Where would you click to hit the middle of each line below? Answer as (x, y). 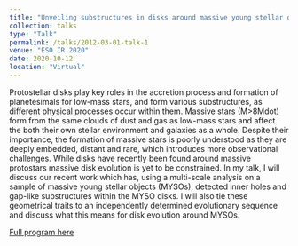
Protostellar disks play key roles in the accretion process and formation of (144, 92)
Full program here (42, 232)
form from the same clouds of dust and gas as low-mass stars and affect (142, 120)
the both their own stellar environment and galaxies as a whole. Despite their (149, 130)
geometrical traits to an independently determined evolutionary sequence (144, 205)
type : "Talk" (33, 34)
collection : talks (43, 26)
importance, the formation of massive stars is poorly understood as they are (148, 139)
